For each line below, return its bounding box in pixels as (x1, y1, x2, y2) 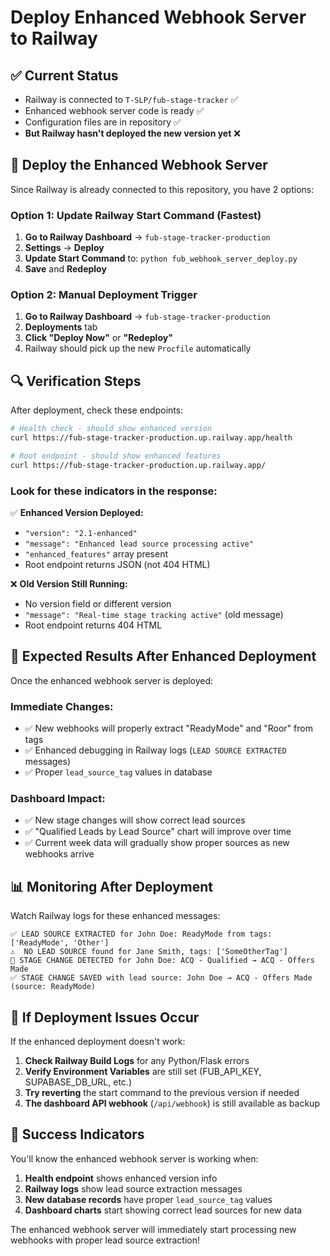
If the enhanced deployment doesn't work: (10, 1036, 186, 1048)
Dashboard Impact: (10, 792, 106, 806)
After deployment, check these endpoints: (10, 404, 184, 416)
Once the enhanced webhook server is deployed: (10, 674, 214, 686)
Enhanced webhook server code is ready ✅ (24, 105, 205, 116)
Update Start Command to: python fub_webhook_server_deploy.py (24, 252, 298, 265)
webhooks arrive (24, 848, 95, 860)
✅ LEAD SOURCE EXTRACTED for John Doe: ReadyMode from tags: (10, 929, 273, 940)
